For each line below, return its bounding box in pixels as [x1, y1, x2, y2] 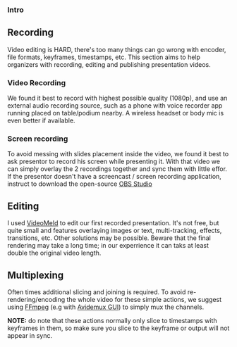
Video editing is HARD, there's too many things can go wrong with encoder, [7, 45, 226, 53]
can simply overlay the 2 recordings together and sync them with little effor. [7, 165, 228, 173]
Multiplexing [7, 269, 64, 281]
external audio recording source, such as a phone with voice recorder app [7, 101, 223, 110]
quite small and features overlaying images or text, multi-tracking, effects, [7, 227, 222, 235]
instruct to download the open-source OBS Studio [7, 179, 153, 188]
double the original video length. [7, 248, 102, 258]
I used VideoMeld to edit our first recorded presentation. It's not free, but [7, 219, 219, 227]
